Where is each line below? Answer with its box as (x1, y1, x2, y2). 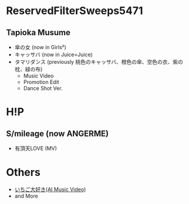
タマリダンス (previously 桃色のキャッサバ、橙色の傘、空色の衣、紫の (14, 59, 184, 65)
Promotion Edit (23, 79, 60, 86)
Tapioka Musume (6, 28, 70, 38)
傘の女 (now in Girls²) (14, 44, 66, 50)
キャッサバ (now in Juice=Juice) (14, 51, 93, 58)
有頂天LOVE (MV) (14, 145, 58, 152)
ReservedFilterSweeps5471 (6, 4, 143, 18)
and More (14, 192, 38, 199)
